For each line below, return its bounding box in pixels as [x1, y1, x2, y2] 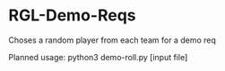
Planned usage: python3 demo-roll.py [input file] [8, 51, 188, 62]
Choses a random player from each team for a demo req [8, 35, 217, 45]
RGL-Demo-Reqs [8, 5, 136, 26]
